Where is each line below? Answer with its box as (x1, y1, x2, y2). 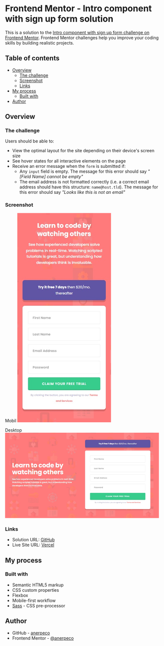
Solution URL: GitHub (12, 537, 55, 543)
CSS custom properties (12, 587, 60, 593)
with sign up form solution (5, 13, 114, 24)
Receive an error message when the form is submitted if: (12, 163, 126, 169)
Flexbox (12, 592, 28, 598)
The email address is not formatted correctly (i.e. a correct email (19, 179, 149, 185)
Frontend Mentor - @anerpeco (12, 635, 74, 641)
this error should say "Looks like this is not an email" (19, 189, 125, 195)
